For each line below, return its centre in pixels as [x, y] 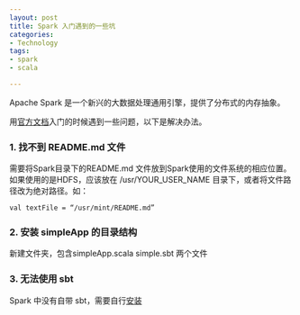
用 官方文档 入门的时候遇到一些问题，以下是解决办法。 [108, 121]
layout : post [34, 18]
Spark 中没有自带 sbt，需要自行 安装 [76, 300]
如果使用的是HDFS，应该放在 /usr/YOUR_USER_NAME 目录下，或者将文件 [146, 180]
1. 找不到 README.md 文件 [68, 147]
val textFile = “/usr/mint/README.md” [82, 208]
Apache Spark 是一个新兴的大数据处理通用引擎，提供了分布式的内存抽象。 [147, 102]
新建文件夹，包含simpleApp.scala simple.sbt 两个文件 [109, 254]
